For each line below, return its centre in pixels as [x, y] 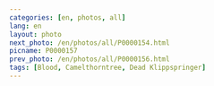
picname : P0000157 [43, 51]
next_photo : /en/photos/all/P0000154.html [90, 43]
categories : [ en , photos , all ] [68, 17]
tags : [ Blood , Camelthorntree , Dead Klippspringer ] [107, 68]
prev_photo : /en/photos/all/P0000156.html [90, 59]
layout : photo [36, 34]
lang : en [26, 26]
